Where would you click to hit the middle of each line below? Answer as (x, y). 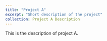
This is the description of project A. (42, 33)
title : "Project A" (26, 10)
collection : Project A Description (43, 19)
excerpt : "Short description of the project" (54, 14)
